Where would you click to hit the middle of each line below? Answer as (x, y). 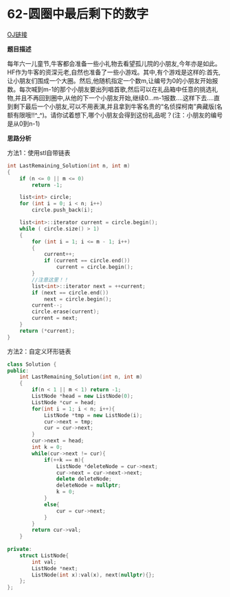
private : (20, 550)
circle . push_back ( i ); (63, 210)
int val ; (44, 562)
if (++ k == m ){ (64, 460)
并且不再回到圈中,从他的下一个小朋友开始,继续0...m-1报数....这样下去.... (114, 97)
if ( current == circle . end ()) (87, 261)
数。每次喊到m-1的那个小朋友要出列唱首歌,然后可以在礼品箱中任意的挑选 (110, 89)
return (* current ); (47, 331)
